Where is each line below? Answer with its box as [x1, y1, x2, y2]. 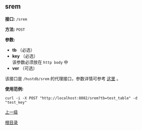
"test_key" [5, 100, 27, 105]
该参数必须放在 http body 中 [12, 59, 69, 65]
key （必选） [12, 53, 38, 59]
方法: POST [5, 26, 25, 32]
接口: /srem [5, 16, 28, 22]
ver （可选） [12, 65, 37, 71]
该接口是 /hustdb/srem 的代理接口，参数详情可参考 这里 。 [5, 75, 121, 81]
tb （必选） [12, 47, 35, 53]
